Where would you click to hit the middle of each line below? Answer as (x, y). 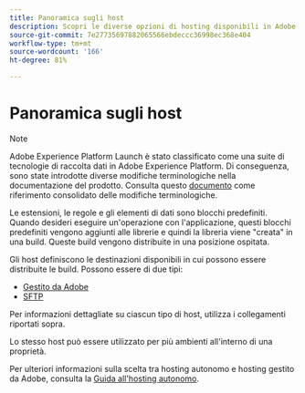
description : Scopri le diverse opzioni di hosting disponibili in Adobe (153, 26)
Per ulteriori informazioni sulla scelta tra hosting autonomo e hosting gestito (152, 368)
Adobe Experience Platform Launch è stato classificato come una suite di (147, 156)
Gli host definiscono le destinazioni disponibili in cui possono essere (138, 259)
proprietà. (28, 351)
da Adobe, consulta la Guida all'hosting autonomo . (104, 378)
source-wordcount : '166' (57, 52)
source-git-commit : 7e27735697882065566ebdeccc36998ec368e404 (130, 35)
